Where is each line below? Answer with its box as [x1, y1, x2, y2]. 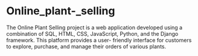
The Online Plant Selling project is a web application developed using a [6, 24, 183, 31]
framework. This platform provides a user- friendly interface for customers [6, 36, 192, 43]
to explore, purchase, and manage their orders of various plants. [6, 43, 167, 50]
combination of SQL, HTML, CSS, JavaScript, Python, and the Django [6, 30, 179, 37]
